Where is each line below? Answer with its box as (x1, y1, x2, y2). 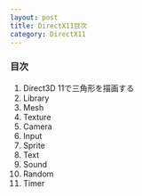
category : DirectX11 (10, 29, 87, 38)
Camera (22, 121, 52, 132)
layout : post (10, 12, 59, 22)
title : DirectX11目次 (10, 21, 88, 30)
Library (22, 93, 50, 103)
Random (22, 168, 54, 179)
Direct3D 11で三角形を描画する (22, 82, 135, 94)
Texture (22, 111, 51, 122)
